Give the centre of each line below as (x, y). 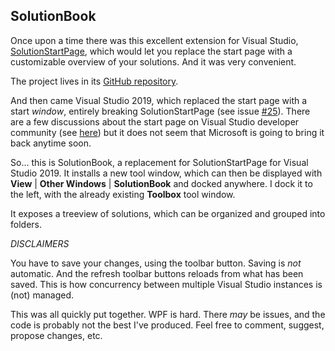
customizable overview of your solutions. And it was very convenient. (153, 61)
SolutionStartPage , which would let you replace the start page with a (151, 51)
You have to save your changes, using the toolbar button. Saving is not (156, 263)
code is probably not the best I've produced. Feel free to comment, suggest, (167, 325)
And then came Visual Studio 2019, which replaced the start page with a (159, 100)
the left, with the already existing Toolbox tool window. (123, 194)
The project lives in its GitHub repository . (94, 81)
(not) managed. (42, 295)
